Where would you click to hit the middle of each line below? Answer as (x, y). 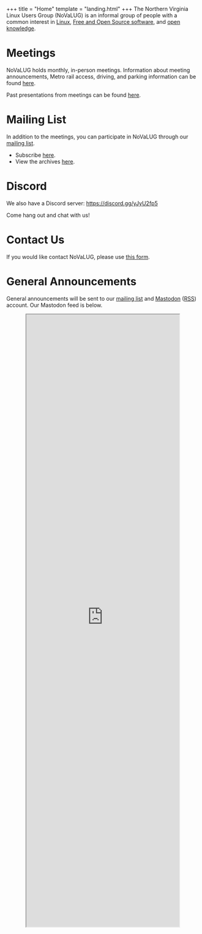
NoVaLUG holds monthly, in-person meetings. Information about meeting (98, 70)
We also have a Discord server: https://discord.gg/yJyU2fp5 (82, 203)
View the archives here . (45, 161)
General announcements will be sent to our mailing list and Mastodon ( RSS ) (102, 298)
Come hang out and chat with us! (48, 215)
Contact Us (36, 240)
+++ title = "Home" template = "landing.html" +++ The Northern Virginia (97, 9)
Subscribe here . (36, 155)
